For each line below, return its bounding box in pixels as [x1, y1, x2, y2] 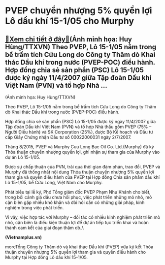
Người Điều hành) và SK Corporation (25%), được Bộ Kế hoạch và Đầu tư [5, 129, 153, 135]
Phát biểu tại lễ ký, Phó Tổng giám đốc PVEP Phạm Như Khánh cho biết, [5, 189, 151, 195]
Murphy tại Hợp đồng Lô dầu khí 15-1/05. [5, 254, 88, 260]
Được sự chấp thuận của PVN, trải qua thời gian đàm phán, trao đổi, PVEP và [5, 164, 161, 169]
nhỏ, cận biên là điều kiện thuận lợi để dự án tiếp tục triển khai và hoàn [5, 220, 149, 225]
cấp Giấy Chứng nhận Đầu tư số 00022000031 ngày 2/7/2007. [5, 134, 132, 140]
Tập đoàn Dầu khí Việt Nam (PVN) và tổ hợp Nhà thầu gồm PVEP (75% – [5, 124, 152, 130]
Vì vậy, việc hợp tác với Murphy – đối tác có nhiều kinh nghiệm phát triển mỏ [5, 214, 161, 220]
